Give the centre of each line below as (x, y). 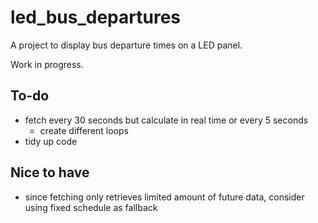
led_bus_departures (96, 17)
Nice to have (50, 172)
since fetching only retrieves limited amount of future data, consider (164, 197)
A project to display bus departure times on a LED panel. (126, 45)
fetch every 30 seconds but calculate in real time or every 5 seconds (166, 120)
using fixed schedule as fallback (91, 207)
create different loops (84, 130)
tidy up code (51, 141)
